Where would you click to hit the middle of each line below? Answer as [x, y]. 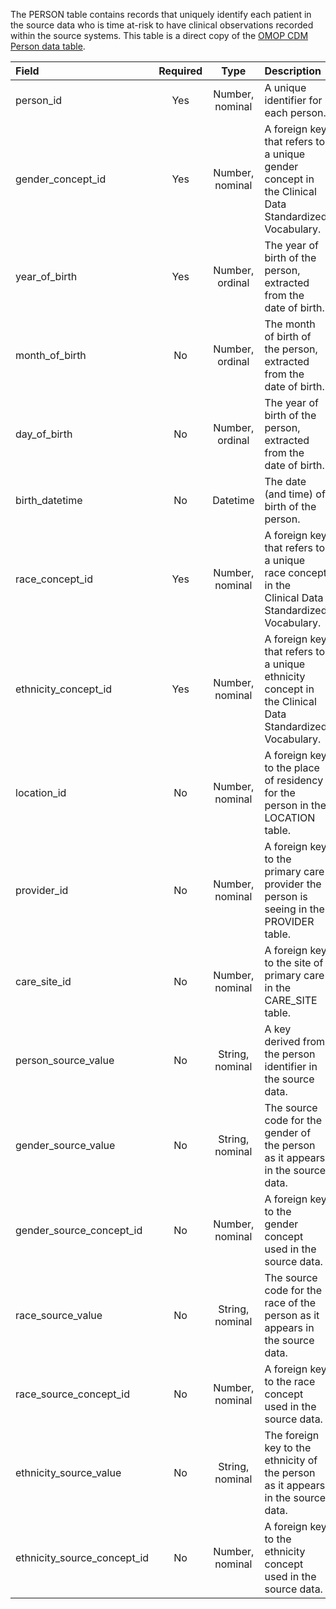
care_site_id [43, 981]
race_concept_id [54, 579]
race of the [290, 1302]
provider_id [42, 890]
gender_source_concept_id [79, 1230]
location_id [41, 792]
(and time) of [295, 494]
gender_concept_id [61, 179]
